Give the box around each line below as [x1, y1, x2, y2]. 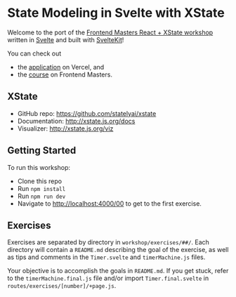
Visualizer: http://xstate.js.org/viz [17, 124, 114, 133]
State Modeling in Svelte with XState [7, 5, 225, 21]
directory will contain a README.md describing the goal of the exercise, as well [7, 246, 229, 254]
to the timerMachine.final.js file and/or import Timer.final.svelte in [7, 274, 209, 282]
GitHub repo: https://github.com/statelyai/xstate [17, 109, 157, 117]
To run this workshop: [7, 163, 71, 171]
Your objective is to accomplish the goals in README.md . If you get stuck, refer [7, 267, 229, 275]
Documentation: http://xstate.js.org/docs [17, 117, 136, 125]
